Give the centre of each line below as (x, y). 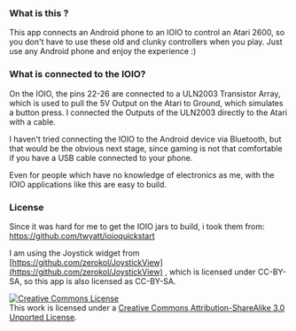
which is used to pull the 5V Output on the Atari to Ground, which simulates (146, 103)
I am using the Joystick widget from (74, 253)
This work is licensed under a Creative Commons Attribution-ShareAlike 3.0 (147, 307)
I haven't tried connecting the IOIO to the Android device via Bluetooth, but (145, 139)
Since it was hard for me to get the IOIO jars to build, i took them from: (137, 226)
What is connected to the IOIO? (78, 74)
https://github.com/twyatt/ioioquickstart (82, 235)
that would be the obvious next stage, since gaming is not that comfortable (146, 148)
